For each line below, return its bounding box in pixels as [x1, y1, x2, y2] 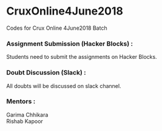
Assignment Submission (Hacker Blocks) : [6, 39, 133, 48]
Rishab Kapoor [6, 117, 44, 125]
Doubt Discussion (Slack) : [6, 69, 86, 77]
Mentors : [6, 97, 36, 106]
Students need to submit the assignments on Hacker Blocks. [6, 53, 157, 61]
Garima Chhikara [6, 111, 49, 118]
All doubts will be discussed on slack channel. [6, 82, 121, 89]
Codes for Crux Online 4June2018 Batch [6, 24, 107, 32]
